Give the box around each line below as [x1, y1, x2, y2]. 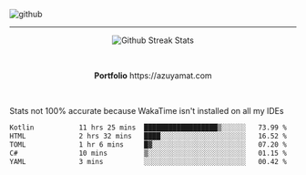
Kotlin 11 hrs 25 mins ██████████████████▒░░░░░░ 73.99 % [9, 123, 287, 132]
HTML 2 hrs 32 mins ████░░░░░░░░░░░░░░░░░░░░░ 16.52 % [9, 131, 287, 140]
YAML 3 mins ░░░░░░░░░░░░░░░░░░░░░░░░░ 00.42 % [9, 157, 287, 166]
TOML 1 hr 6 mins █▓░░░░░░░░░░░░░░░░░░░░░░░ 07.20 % [9, 139, 287, 149]
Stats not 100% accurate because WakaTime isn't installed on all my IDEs [9, 106, 284, 116]
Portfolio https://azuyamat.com [94, 70, 212, 81]
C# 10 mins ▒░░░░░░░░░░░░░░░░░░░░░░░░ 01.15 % [9, 149, 287, 158]
